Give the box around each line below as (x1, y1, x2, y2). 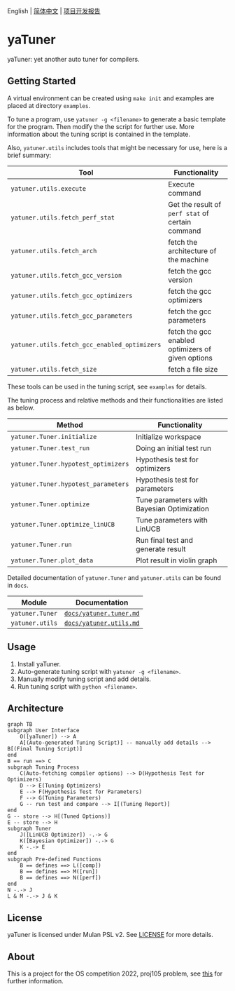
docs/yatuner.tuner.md (64, 609, 140, 617)
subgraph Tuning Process (7, 764, 80, 771)
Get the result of (167, 199, 222, 209)
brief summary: (7, 151, 52, 159)
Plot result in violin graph (136, 555, 218, 565)
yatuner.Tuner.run (10, 540, 72, 548)
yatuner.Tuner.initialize (10, 433, 97, 440)
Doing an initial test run (136, 443, 212, 453)
